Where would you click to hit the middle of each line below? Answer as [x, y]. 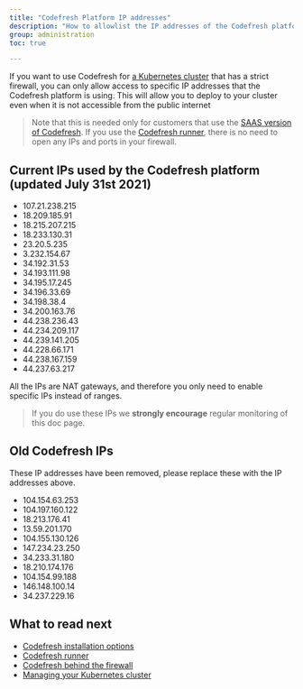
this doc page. [58, 423]
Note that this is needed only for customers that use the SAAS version [161, 123]
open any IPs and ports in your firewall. [104, 142]
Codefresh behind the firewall [78, 665]
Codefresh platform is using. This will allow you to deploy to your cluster [143, 96]
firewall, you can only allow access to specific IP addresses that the [135, 86]
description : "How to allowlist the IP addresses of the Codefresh [139, 26]
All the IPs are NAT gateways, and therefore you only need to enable [136, 386]
